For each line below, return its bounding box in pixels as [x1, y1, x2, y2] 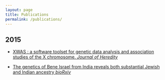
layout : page [5, 7, 33, 13]
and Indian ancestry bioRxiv [12, 69, 71, 75]
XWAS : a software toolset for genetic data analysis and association [12, 49, 154, 55]
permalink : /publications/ [5, 17, 62, 22]
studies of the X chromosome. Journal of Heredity [12, 54, 118, 60]
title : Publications [5, 12, 49, 17]
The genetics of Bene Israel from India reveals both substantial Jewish [12, 64, 160, 70]
